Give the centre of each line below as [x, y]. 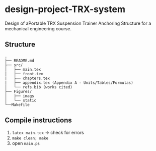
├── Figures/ [18, 91]
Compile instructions [38, 120]
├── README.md [20, 61]
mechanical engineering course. [38, 28]
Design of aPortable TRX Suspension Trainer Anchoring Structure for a [78, 23]
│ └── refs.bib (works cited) [38, 87]
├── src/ [14, 65]
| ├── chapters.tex [27, 78]
